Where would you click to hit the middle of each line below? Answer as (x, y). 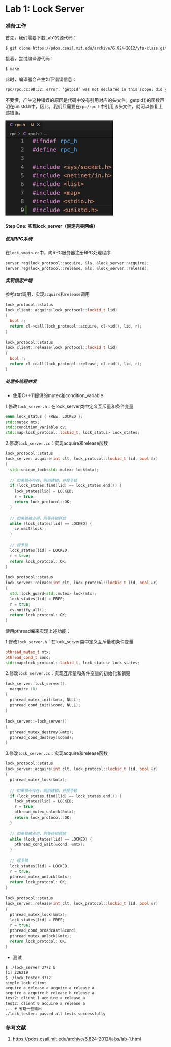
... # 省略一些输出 (24, 1009)
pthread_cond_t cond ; (28, 658)
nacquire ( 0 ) (24, 689)
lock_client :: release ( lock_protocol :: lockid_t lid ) (61, 348)
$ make (12, 69)
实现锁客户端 (19, 281)
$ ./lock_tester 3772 (28, 978)
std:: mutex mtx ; (22, 422)
